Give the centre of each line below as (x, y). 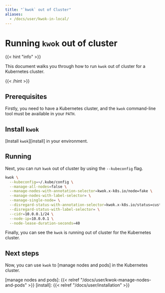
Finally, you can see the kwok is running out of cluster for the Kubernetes (78, 232)
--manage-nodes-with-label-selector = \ (50, 196)
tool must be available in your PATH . (41, 114)
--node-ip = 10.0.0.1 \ (32, 219)
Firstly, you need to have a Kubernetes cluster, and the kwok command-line (81, 108)
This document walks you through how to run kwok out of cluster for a (75, 66)
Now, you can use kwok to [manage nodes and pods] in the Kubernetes (77, 265)
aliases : (14, 14)
